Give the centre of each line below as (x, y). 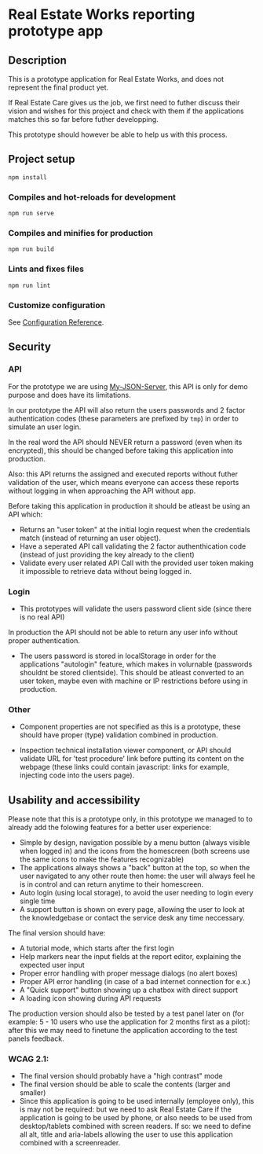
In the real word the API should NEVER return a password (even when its (125, 442)
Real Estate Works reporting (102, 15)
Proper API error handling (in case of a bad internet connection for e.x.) (135, 982)
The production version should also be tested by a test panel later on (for (126, 1014)
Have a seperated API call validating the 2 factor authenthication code (133, 546)
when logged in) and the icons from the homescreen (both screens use (135, 851)
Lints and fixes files (46, 269)
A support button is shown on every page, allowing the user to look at (132, 910)
